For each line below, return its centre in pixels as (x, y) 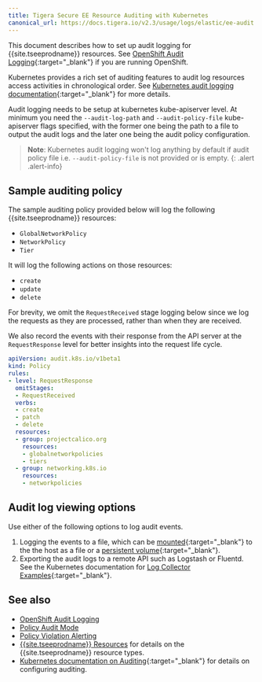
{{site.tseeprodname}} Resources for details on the (102, 644)
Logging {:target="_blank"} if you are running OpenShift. (98, 62)
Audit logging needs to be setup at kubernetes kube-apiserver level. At (123, 109)
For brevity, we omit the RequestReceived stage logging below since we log (129, 312)
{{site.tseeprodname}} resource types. (82, 652)
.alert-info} (45, 166)
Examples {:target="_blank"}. (65, 575)
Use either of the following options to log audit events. (96, 526)
